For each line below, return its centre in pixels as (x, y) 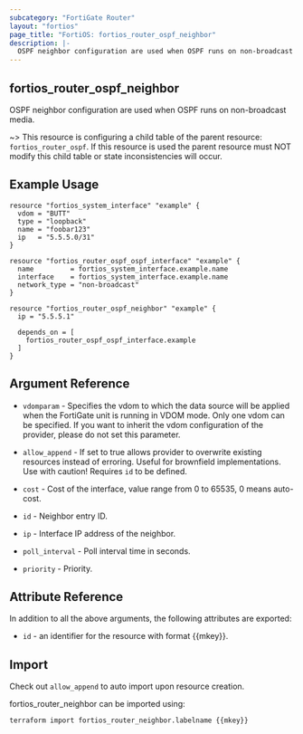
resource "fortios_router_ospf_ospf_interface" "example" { (125, 261)
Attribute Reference (66, 597)
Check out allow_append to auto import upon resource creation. (127, 686)
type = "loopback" (52, 221)
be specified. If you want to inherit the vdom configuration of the (143, 424)
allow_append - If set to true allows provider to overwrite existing (142, 452)
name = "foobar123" (54, 229)
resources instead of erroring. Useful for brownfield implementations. (152, 462)
